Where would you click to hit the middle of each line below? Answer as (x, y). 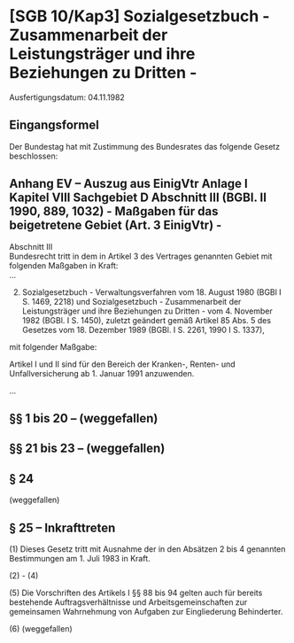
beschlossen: (34, 156)
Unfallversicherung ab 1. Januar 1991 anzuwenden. (102, 373)
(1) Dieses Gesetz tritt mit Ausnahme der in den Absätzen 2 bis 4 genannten (147, 549)
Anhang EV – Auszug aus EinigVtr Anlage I (128, 184)
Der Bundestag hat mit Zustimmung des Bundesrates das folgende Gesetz (145, 146)
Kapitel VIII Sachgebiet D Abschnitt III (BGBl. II (138, 198)
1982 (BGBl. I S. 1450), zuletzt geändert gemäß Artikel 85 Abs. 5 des (147, 320)
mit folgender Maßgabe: (53, 346)
